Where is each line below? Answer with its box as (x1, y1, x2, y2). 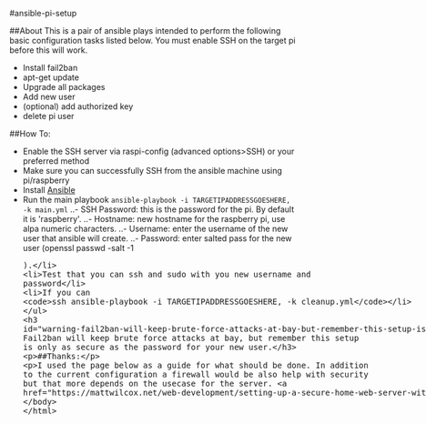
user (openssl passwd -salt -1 (22, 243, 135, 253)
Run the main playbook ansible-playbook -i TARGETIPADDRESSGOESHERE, (22, 195, 291, 205)
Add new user (22, 91, 76, 102)
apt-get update (22, 72, 80, 83)
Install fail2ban (22, 63, 78, 73)
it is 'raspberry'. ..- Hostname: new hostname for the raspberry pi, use (22, 214, 286, 224)
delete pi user (22, 111, 75, 121)
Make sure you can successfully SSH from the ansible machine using (22, 166, 282, 176)
